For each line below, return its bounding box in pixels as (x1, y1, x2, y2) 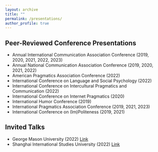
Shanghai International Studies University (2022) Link (12, 141, 120, 147)
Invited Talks (5, 123, 45, 131)
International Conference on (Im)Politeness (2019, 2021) (12, 109, 125, 115)
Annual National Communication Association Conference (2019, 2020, (12, 62, 154, 68)
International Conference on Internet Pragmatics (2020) (12, 93, 125, 99)
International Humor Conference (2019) (12, 99, 91, 105)
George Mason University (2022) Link (12, 136, 89, 142)
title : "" (5, 12, 25, 17)
